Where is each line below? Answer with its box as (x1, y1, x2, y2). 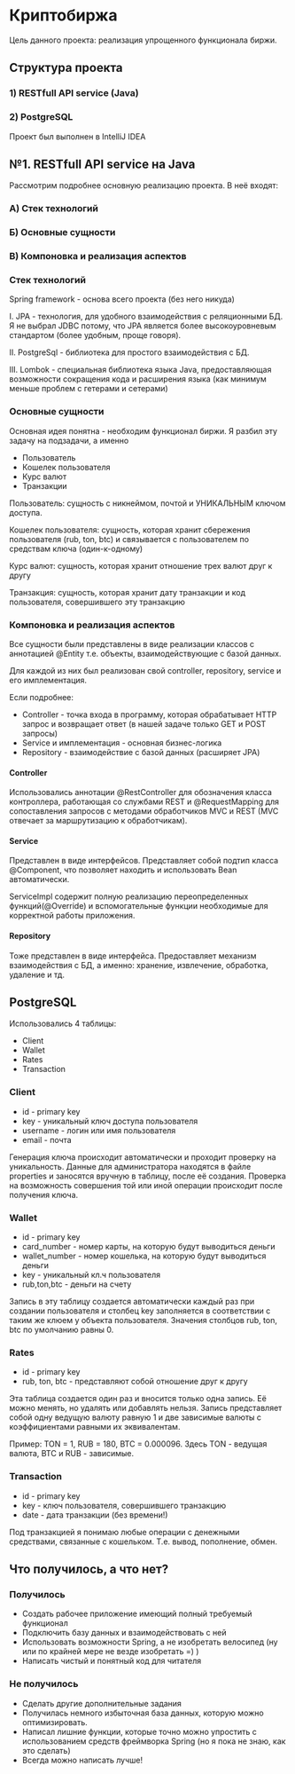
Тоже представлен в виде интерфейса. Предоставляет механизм (9, 950, 257, 961)
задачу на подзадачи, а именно (9, 435, 129, 445)
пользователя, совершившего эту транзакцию (9, 596, 186, 607)
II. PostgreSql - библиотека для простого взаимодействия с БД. (9, 347, 250, 358)
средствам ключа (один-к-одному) (9, 543, 144, 554)
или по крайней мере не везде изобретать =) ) (21, 1646, 199, 1657)
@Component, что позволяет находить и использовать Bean (9, 864, 237, 875)
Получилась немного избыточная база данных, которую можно (21, 1707, 264, 1718)
